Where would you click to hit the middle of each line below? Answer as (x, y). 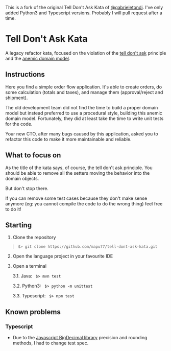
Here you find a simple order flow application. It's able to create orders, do (84, 87)
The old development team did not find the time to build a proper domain (82, 107)
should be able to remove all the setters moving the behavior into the (78, 173)
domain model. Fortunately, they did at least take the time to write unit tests (84, 118)
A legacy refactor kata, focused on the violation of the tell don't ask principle (86, 53)
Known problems (33, 312)
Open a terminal (30, 266)
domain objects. (22, 178)
